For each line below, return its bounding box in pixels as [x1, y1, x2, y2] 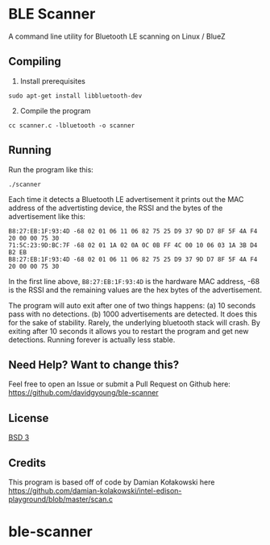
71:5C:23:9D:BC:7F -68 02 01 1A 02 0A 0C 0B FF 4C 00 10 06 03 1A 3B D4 [8, 241, 258, 250]
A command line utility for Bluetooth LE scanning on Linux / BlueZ [8, 31, 226, 41]
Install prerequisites [19, 76, 86, 85]
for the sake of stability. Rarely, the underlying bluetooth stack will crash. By [8, 317, 260, 327]
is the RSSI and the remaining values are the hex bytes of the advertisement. [8, 285, 262, 295]
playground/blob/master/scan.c [8, 494, 114, 504]
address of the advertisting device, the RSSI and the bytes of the [8, 203, 223, 213]
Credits [8, 456, 47, 469]
